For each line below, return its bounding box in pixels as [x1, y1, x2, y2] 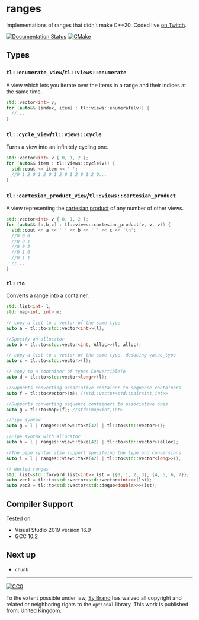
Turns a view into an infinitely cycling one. [6, 143, 108, 150]
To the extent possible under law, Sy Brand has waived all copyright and [6, 594, 182, 602]
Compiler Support [6, 499, 74, 509]
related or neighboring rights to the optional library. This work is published [6, 600, 189, 608]
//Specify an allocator [6, 336, 65, 342]
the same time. [6, 88, 43, 95]
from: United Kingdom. [6, 607, 62, 614]
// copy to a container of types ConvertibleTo [6, 369, 126, 374]
